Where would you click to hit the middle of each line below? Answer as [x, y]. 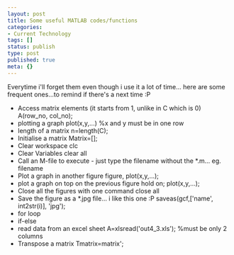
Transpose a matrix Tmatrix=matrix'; [71, 243]
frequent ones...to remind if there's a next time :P [79, 94]
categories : [25, 27]
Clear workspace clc [48, 145]
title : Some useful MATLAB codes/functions [73, 21]
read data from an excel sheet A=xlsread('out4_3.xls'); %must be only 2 [122, 228]
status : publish [31, 47]
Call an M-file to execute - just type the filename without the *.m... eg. [119, 161]
